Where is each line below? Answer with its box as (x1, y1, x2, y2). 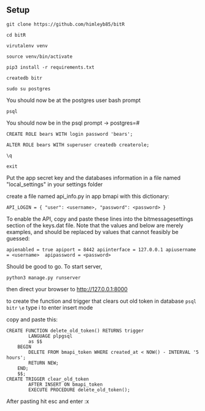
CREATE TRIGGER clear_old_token (6, 376, 89, 382)
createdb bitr (6, 75, 43, 81)
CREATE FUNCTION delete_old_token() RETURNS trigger (6, 327, 144, 334)
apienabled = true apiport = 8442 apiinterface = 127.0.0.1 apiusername (6, 246, 196, 252)
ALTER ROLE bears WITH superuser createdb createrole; (6, 141, 150, 148)
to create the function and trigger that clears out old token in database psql (6, 297, 197, 305)
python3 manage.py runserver (6, 275, 81, 281)
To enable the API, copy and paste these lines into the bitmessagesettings (6, 215, 193, 222)
